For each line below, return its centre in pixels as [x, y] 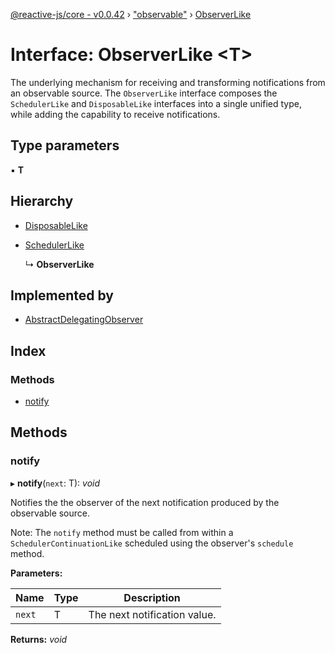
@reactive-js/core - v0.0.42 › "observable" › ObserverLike [131, 14]
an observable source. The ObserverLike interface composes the [144, 93]
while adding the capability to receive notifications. [115, 114]
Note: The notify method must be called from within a [122, 532]
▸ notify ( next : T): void [55, 483]
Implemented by [62, 295]
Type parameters [65, 145]
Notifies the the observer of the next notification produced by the [145, 502]
